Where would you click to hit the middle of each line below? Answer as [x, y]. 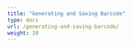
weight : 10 [23, 33]
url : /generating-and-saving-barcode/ [63, 26]
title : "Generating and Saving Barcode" [67, 13]
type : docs [23, 20]
